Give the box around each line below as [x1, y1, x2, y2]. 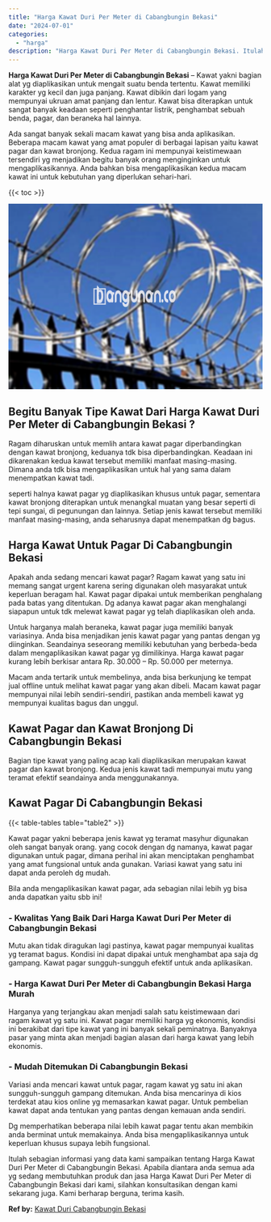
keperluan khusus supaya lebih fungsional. [8, 1138, 151, 1148]
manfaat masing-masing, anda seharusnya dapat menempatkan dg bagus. [8, 514, 256, 525]
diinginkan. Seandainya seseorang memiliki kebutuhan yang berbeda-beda [8, 640, 257, 649]
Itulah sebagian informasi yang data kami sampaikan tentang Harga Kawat [8, 1153, 256, 1164]
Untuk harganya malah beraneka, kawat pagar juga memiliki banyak [8, 623, 234, 632]
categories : [8, 30, 48, 38]
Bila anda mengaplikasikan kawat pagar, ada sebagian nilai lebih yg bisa [8, 883, 248, 893]
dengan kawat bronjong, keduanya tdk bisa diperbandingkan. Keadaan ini [8, 447, 252, 457]
